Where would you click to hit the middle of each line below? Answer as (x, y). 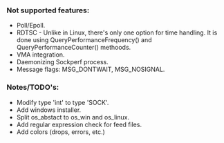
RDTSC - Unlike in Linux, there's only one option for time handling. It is (117, 32)
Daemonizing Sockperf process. (62, 62)
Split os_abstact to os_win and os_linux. (73, 117)
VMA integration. (40, 55)
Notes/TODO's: (33, 87)
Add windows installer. (49, 110)
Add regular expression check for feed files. (79, 124)
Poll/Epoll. (31, 26)
